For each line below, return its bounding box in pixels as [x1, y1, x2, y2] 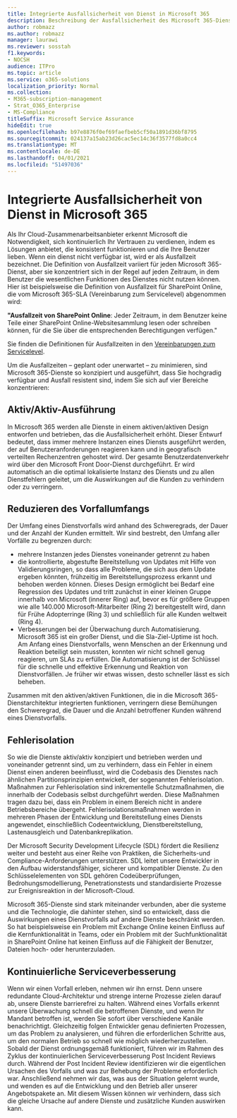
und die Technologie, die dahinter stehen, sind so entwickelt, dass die [7, 908, 210, 916]
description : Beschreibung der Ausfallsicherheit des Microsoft [7, 17, 200, 24]
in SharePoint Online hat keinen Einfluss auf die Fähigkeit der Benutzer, [7, 937, 214, 946]
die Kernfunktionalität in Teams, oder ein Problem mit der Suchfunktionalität [7, 930, 228, 939]
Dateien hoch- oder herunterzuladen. [7, 945, 116, 954]
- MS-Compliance [7, 109, 55, 116]
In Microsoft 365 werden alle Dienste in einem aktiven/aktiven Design [7, 423, 209, 431]
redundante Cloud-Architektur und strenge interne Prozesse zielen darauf [7, 992, 222, 1000]
